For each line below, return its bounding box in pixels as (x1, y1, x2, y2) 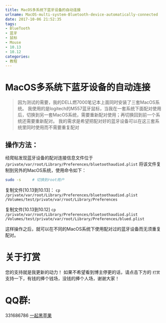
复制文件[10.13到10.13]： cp (5, 187, 61, 193)
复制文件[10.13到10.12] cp (5, 206, 56, 212)
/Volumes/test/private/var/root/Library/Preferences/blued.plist (5, 216, 144, 221)
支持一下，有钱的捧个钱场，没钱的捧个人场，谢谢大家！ (5, 275, 119, 281)
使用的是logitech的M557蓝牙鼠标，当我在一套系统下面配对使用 (32, 106, 161, 112)
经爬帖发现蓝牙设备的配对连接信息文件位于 (5, 155, 93, 160)
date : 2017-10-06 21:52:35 (5, 17, 62, 22)
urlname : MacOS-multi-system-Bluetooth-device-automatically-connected (5, 12, 158, 17)
